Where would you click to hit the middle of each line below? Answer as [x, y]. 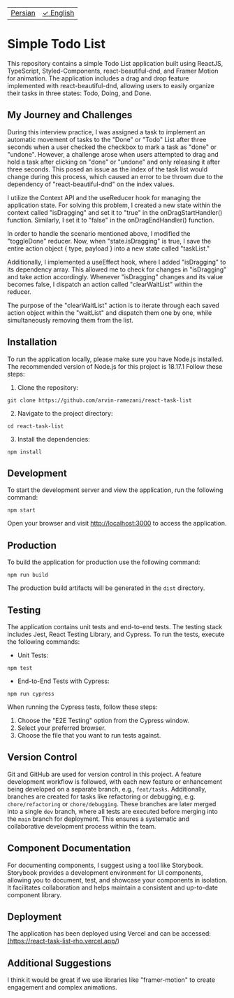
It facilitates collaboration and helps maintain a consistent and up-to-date [113, 887]
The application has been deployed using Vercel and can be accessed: [109, 934]
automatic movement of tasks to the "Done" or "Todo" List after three [107, 139]
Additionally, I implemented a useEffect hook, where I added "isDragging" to [117, 262]
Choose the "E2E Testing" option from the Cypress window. [103, 721]
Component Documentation [69, 849]
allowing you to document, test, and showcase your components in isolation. [117, 880]
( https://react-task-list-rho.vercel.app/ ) [64, 941]
